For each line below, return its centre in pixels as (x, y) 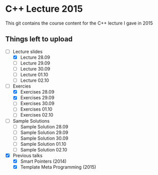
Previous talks (27, 155)
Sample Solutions (31, 121)
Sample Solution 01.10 (43, 144)
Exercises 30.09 (37, 103)
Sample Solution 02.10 (44, 149)
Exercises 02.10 (37, 115)
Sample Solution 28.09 (44, 126)
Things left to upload (39, 39)
